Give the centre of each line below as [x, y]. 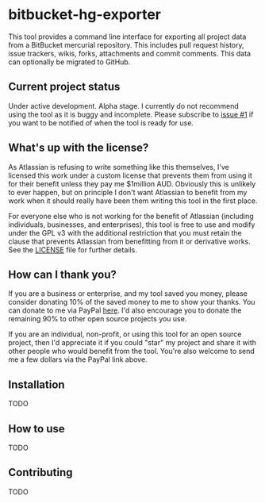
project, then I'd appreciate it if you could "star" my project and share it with [132, 343]
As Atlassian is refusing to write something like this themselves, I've [119, 167]
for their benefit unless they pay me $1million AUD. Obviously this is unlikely [132, 183]
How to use [36, 429]
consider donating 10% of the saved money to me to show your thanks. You [132, 302]
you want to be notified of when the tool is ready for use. [101, 123]
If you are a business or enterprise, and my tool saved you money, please [128, 294]
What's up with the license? [79, 148]
